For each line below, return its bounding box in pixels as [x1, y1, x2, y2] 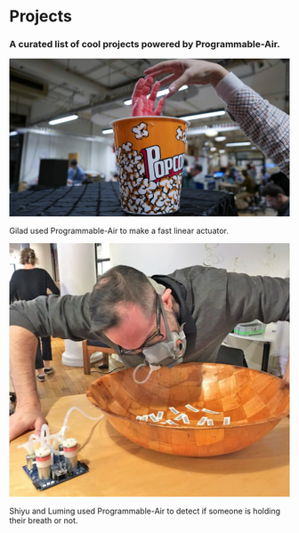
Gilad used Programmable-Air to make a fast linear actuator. [9, 225, 230, 236]
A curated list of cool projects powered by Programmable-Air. [9, 38, 280, 51]
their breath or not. [9, 515, 78, 526]
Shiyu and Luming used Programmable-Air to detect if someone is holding [9, 505, 280, 517]
